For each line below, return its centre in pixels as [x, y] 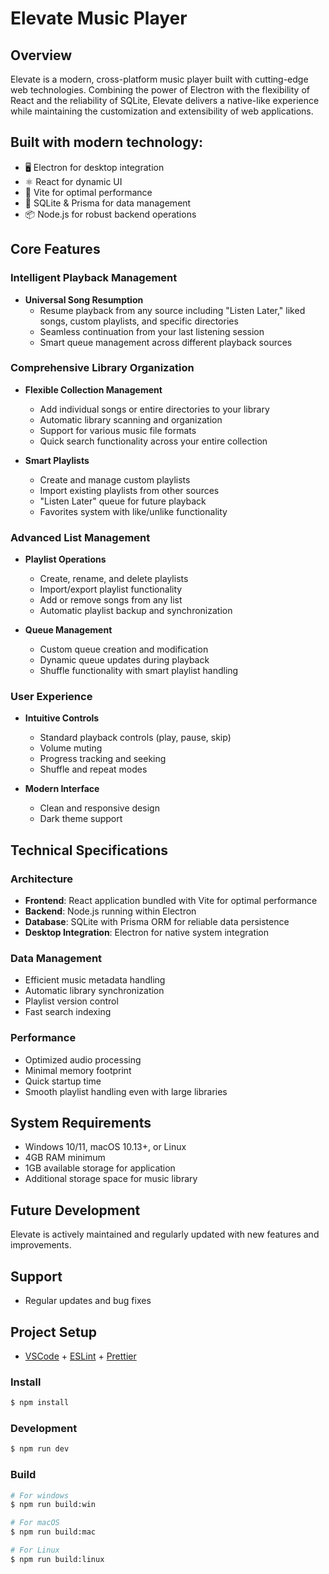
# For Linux [35, 1550]
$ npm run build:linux [57, 1559]
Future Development [75, 1210]
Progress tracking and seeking [103, 759]
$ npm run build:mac [53, 1532]
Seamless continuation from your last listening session [152, 331]
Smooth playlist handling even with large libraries [126, 1091]
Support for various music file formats [118, 430]
